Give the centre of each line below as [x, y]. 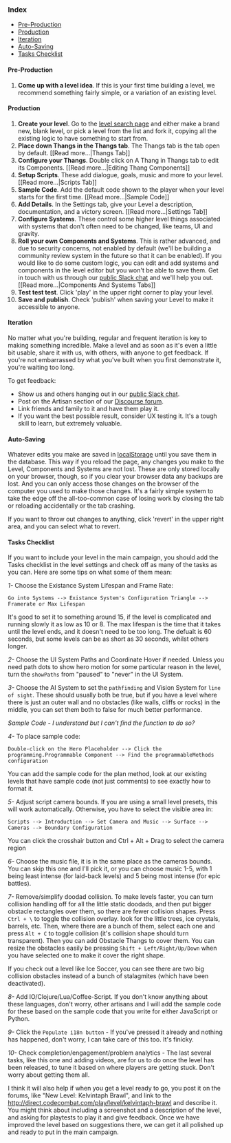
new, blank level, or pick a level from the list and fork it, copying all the [117, 131]
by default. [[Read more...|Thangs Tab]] [74, 152]
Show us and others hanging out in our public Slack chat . [99, 394]
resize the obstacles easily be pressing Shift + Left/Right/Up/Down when [112, 948]
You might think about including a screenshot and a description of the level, [115, 1110]
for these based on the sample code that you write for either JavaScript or [113, 1011]
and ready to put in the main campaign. [63, 1132]
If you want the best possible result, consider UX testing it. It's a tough [117, 416]
